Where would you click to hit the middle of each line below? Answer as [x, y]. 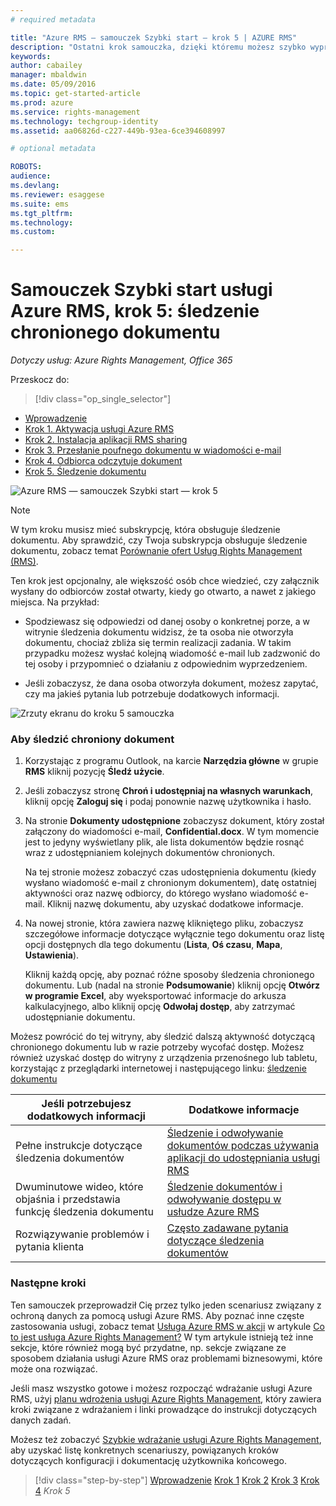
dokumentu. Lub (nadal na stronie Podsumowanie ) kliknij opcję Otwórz [172, 985]
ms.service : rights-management [75, 112]
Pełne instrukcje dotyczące [79, 1146]
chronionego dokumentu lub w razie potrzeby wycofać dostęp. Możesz [157, 1047]
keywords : [31, 56]
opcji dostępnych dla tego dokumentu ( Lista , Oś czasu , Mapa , [153, 945]
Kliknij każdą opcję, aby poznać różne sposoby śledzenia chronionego [169, 975]
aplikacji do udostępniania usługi [243, 1158]
